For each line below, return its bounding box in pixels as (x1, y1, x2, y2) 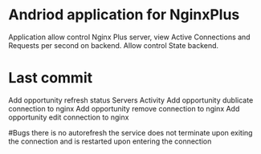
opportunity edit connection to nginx (8, 112, 129, 122)
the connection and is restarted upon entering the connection (8, 136, 212, 146)
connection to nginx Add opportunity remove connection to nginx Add (8, 103, 240, 113)
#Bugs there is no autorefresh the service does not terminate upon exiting (8, 128, 253, 137)
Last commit (8, 69, 93, 87)
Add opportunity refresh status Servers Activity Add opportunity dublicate (8, 95, 254, 105)
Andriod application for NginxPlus (8, 6, 240, 24)
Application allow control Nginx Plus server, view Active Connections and (8, 32, 251, 42)
